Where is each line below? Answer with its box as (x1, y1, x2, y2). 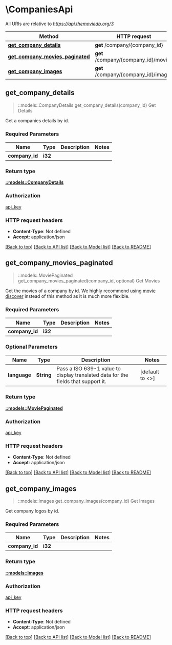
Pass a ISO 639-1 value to (56, 365, 121, 372)
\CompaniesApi (5, 4, 73, 15)
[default (140, 368, 160, 375)
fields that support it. (56, 378, 106, 385)
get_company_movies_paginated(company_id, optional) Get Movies (17, 277, 160, 283)
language (8, 371, 32, 378)
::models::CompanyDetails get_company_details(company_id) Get (17, 102, 156, 108)
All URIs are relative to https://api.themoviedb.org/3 (5, 21, 114, 27)
